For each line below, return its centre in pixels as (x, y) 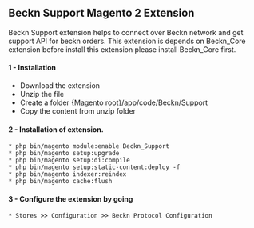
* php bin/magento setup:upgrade (64, 154)
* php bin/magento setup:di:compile (69, 160)
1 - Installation (32, 68)
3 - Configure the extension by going (71, 198)
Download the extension (60, 86)
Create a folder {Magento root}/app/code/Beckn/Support (114, 102)
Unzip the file (42, 94)
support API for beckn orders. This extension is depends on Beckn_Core (127, 41)
